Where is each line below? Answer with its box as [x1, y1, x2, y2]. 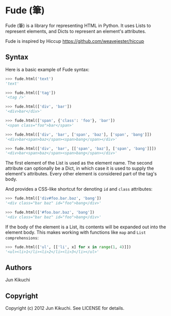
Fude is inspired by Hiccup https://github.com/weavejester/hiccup [5, 38, 144, 44]
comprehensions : [5, 234, 39, 241]
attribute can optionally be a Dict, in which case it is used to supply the [5, 165, 154, 171]
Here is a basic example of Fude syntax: [5, 66, 90, 72]
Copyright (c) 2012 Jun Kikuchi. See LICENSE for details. [5, 305, 125, 311]
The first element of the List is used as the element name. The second [5, 160, 153, 166]
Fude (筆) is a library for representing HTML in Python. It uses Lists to [5, 22, 152, 29]
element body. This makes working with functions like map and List [5, 229, 146, 235]
